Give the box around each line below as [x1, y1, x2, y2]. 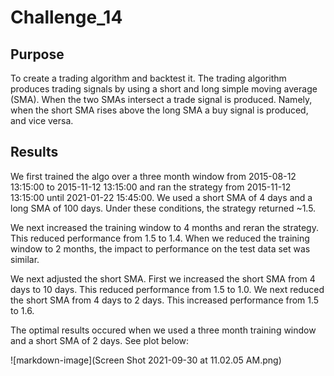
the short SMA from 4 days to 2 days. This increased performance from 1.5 [10, 294, 320, 306]
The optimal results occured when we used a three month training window [10, 324, 317, 336]
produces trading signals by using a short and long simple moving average [10, 83, 318, 95]
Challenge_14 [10, 6, 123, 29]
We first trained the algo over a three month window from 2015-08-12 [10, 170, 297, 182]
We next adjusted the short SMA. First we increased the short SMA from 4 [10, 272, 316, 285]
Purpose [10, 46, 65, 63]
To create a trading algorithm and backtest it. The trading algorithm [10, 72, 287, 84]
